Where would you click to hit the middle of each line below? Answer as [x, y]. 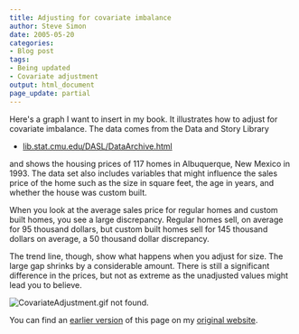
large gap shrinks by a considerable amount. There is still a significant [140, 265]
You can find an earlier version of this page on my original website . [134, 320]
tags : [19, 60]
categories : [32, 43]
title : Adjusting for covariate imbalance [90, 18]
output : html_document [52, 85]
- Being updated [40, 69]
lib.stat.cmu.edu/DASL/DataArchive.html [98, 146]
